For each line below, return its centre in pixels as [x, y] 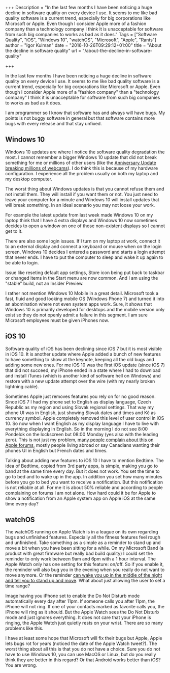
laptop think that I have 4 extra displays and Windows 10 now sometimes [81, 220]
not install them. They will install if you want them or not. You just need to [82, 194]
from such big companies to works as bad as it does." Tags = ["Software [81, 34]
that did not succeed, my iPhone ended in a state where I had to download [83, 370]
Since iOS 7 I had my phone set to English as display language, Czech [78, 401]
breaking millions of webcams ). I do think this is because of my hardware [82, 168]
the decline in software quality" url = [43, 51]
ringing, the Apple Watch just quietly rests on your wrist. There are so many [84, 623]
